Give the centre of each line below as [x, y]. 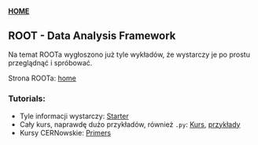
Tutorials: [27, 99]
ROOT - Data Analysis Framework [92, 35]
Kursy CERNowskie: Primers [65, 132]
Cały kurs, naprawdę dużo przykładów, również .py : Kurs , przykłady [130, 124]
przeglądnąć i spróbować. [50, 63]
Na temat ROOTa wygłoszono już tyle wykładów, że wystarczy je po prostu [129, 54]
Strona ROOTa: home [42, 78]
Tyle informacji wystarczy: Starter [74, 116]
